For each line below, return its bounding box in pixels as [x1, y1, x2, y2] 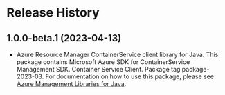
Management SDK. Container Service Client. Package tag [16, 65, 181, 73]
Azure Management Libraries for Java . [16, 80, 127, 87]
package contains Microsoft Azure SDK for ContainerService [16, 58, 190, 66]
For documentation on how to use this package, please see [45, 72, 214, 81]
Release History [6, 5, 100, 21]
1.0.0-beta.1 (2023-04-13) [6, 32, 122, 44]
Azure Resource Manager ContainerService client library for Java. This [16, 50, 219, 59]
